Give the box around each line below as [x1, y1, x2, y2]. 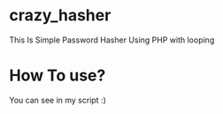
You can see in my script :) [9, 95, 106, 105]
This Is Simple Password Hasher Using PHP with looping [9, 34, 215, 45]
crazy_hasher [9, 5, 111, 26]
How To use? [9, 65, 106, 86]
